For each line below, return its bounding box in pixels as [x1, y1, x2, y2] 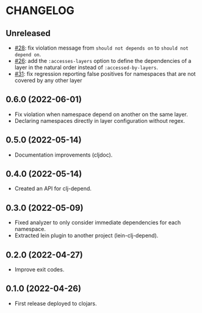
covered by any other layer [14, 77, 82, 84]
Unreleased [5, 28, 51, 39]
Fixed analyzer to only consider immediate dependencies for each [14, 219, 181, 226]
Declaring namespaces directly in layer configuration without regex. [14, 117, 186, 124]
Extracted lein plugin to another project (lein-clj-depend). [14, 232, 159, 239]
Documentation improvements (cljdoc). [14, 151, 113, 158]
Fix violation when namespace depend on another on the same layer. [14, 111, 189, 118]
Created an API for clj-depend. [14, 185, 92, 193]
